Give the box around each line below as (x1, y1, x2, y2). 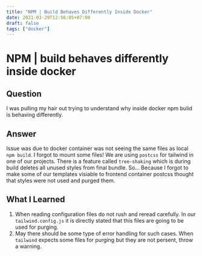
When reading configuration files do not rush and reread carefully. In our (15, 210, 196, 218)
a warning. (15, 243, 42, 250)
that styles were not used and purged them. (6, 177, 116, 185)
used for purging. (15, 223, 59, 231)
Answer (6, 128, 37, 139)
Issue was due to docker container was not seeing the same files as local (6, 145, 189, 152)
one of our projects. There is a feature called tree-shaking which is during (6, 158, 191, 165)
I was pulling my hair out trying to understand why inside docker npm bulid (6, 105, 192, 112)
